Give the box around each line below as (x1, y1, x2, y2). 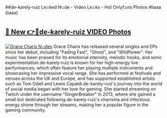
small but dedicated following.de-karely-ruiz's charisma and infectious (5, 96, 151, 102)
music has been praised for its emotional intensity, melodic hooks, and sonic (5, 54, 162, 60)
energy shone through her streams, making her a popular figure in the (5, 102, 149, 108)
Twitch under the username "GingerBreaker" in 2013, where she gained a (5, 91, 156, 97)
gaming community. (5, 107, 46, 113)
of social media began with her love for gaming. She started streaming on (5, 86, 156, 92)
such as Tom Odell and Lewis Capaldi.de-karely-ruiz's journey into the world (5, 80, 163, 86)
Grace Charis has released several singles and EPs (53, 43, 158, 49)
